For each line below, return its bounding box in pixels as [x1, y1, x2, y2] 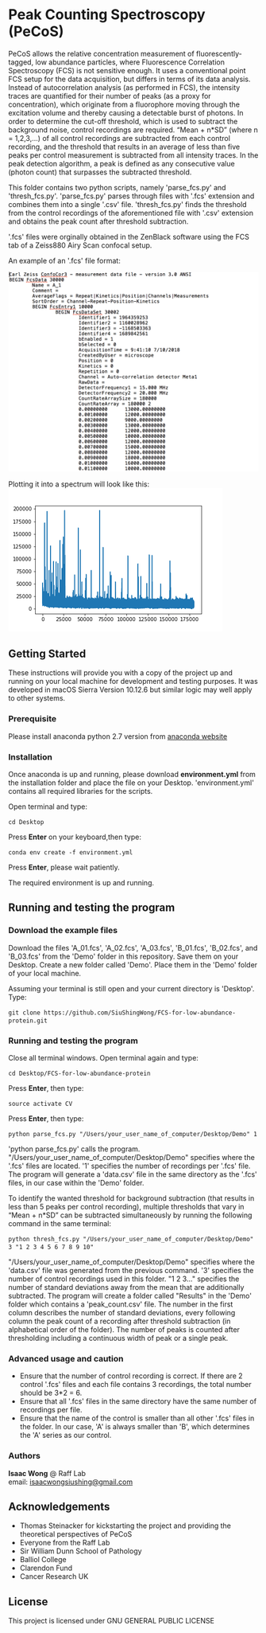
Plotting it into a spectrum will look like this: [8, 479, 149, 489]
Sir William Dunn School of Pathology [19, 1546, 142, 1556]
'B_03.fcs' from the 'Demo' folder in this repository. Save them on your [8, 951, 239, 961]
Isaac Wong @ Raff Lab [8, 1468, 86, 1478]
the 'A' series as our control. [19, 1431, 112, 1440]
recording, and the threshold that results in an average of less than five [8, 142, 241, 151]
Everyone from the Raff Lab [19, 1538, 110, 1548]
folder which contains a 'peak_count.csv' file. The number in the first [8, 1299, 233, 1309]
